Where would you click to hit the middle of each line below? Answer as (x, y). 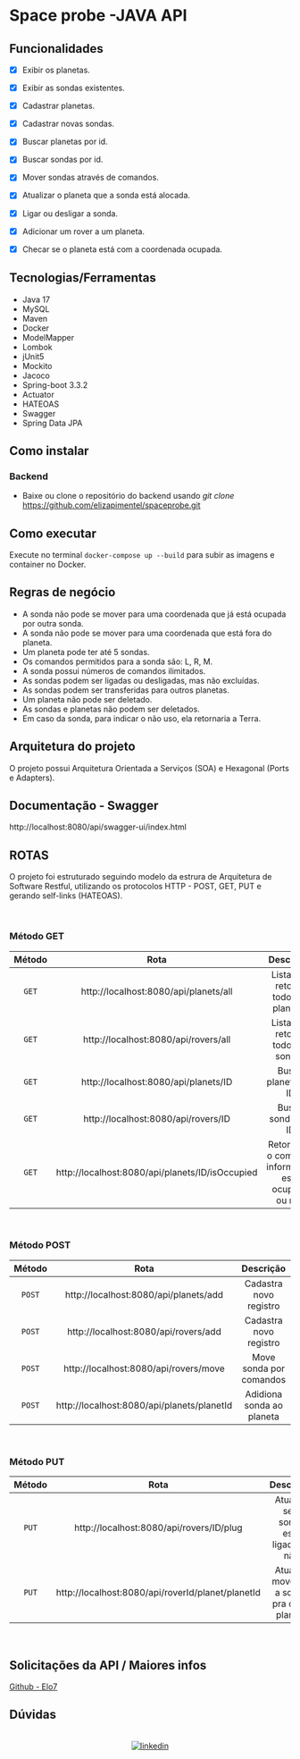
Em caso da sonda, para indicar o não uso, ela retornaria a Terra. (142, 718)
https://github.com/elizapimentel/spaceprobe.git (111, 505)
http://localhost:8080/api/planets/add (144, 1294)
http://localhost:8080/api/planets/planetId (144, 1405)
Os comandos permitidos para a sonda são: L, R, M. (117, 661)
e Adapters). (32, 778)
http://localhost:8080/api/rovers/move (144, 1368)
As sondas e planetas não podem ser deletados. (111, 709)
